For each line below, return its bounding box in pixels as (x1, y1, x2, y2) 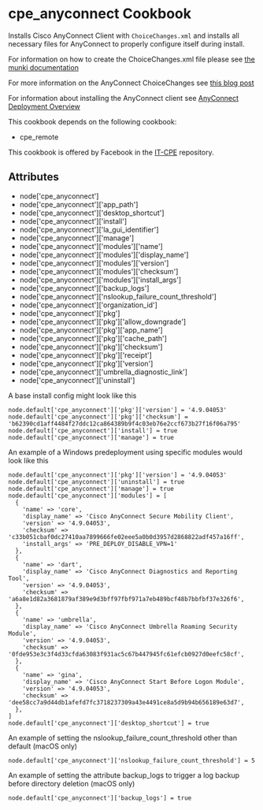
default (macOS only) (8, 741, 77, 751)
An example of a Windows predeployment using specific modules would (8, 447, 243, 457)
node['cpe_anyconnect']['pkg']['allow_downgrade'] (19, 317, 187, 326)
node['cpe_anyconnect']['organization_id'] (19, 300, 157, 310)
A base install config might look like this (8, 391, 137, 400)
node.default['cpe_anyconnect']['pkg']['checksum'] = (8, 413, 189, 421)
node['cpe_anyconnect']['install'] (19, 216, 128, 225)
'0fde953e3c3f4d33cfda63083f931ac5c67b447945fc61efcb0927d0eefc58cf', (8, 650, 245, 658)
